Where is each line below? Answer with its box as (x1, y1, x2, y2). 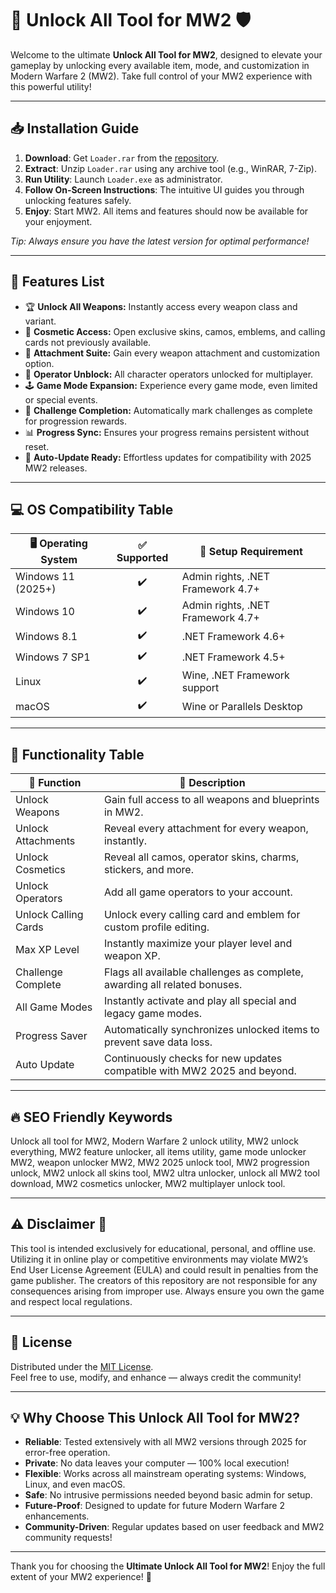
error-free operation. (24, 1447, 111, 1459)
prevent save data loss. (103, 1035, 213, 1049)
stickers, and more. (103, 863, 194, 877)
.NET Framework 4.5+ (181, 650, 286, 664)
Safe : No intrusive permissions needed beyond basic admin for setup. (24, 1489, 313, 1501)
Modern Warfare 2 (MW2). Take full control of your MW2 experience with (10, 70, 313, 82)
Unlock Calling (15, 908, 84, 922)
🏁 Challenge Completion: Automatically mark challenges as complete (24, 404, 313, 416)
